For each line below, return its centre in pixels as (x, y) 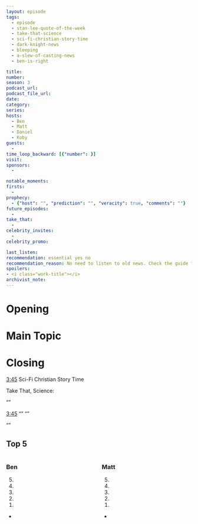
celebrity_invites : (30, 231)
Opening (28, 309)
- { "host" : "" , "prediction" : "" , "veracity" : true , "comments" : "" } (99, 203)
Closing (25, 363)
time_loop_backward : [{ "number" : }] (51, 154)
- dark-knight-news (35, 45)
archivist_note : (26, 280)
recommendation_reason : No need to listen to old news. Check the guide (97, 263)
